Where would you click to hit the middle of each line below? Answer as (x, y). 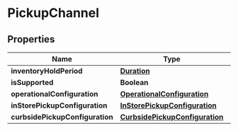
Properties (31, 39)
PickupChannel (53, 13)
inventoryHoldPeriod (47, 71)
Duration (135, 71)
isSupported (32, 82)
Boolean (134, 82)
